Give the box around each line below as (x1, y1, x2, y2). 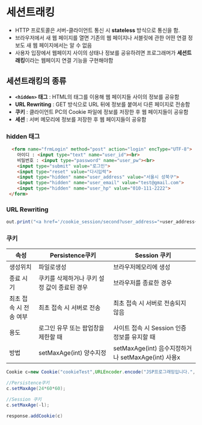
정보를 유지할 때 (113, 333, 156, 341)
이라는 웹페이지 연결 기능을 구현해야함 (25, 57, 114, 64)
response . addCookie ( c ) (6, 413, 63, 419)
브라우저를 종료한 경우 (113, 279, 173, 287)
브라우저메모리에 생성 (113, 263, 171, 271)
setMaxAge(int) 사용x (120, 353, 180, 362)
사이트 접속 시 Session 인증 (113, 324, 187, 332)
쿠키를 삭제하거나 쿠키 (38, 275, 97, 283)
